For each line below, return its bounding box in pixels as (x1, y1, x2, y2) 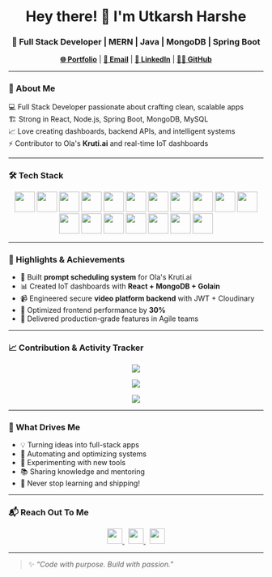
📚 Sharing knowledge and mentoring (19, 466, 146, 477)
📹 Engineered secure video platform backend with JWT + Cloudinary (19, 293, 255, 303)
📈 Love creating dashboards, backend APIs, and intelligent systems (8, 126, 236, 136)
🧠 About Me (8, 83, 56, 94)
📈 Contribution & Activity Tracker (8, 342, 144, 353)
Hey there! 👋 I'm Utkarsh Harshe (25, 7, 247, 26)
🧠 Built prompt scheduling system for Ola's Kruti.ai (19, 272, 193, 282)
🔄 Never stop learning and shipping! (19, 478, 140, 488)
